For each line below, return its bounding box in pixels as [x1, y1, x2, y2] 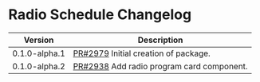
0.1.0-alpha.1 [12, 48, 65, 59]
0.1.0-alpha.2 [12, 61, 65, 72]
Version [23, 34, 54, 45]
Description [137, 34, 183, 45]
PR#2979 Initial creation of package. [73, 48, 211, 59]
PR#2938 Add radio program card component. [73, 61, 249, 72]
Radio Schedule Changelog [8, 6, 192, 24]
